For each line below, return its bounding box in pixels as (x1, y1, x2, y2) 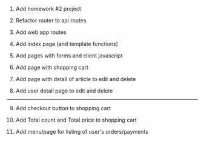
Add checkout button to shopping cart (15, 105, 111, 111)
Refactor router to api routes (15, 17, 87, 24)
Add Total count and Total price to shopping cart (15, 116, 137, 123)
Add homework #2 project (15, 5, 81, 12)
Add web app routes (15, 28, 67, 36)
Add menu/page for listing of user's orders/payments (15, 128, 149, 135)
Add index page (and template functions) (15, 41, 119, 47)
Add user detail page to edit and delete (15, 87, 113, 94)
